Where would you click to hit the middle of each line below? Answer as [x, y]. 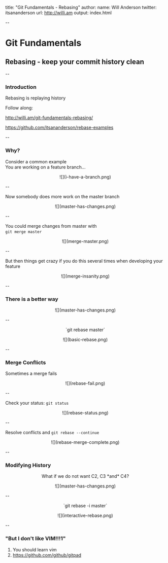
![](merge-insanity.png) [85, 276]
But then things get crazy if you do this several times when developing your [84, 261]
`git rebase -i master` [85, 506]
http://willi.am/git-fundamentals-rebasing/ [49, 118]
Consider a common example [36, 161]
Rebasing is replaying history [36, 98]
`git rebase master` [85, 330]
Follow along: [19, 108]
